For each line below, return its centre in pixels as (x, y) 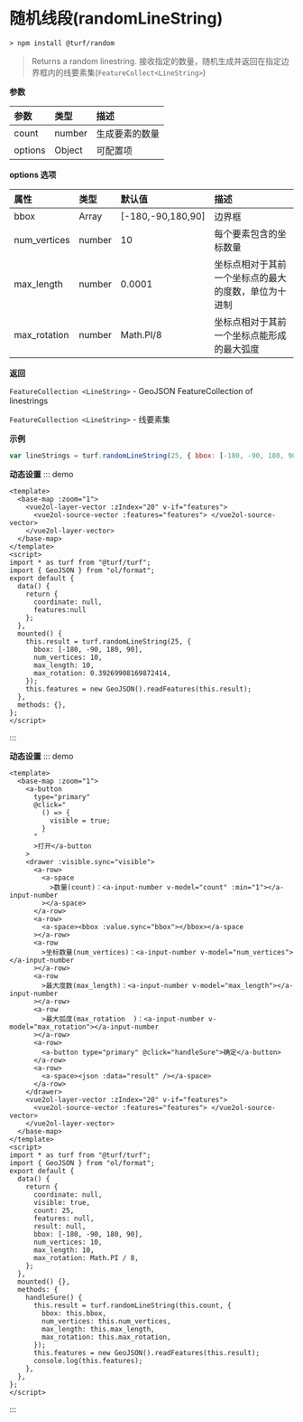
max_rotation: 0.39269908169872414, (102, 673)
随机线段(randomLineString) (116, 19)
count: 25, (54, 1210)
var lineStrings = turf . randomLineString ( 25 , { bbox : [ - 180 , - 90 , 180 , (147, 456)
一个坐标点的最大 (250, 278)
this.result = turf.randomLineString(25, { (109, 641)
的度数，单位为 (246, 291)
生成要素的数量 (128, 134)
